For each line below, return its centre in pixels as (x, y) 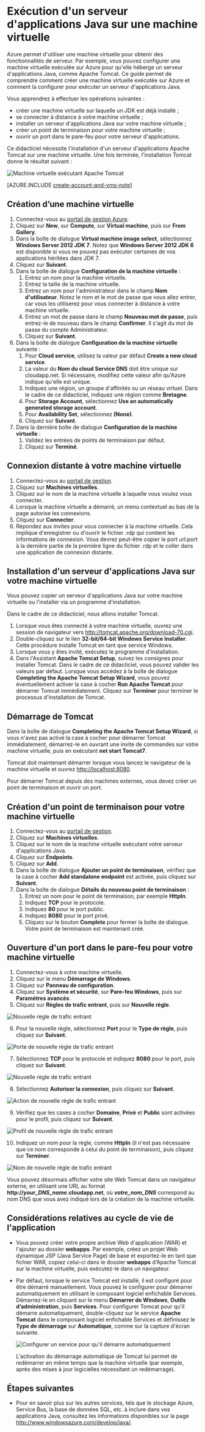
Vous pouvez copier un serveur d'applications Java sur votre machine (95, 595)
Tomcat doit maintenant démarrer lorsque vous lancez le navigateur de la (99, 763)
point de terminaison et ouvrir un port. (55, 788)
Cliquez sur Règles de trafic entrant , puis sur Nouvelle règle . (93, 1004)
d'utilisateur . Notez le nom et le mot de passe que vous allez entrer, (111, 297)
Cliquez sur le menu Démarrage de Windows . (74, 979)
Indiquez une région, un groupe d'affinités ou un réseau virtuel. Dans (111, 388)
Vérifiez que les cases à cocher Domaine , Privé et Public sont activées (105, 1113)
